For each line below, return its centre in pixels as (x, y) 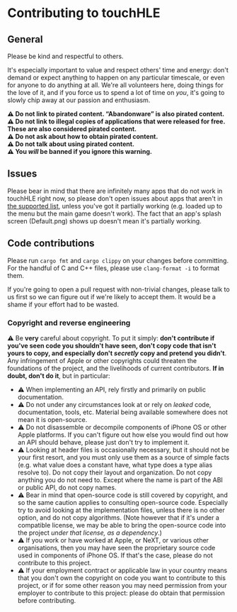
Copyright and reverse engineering (69, 323)
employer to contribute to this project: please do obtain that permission (121, 593)
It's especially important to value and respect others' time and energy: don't (118, 70)
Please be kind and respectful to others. (65, 56)
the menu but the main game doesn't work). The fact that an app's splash (114, 213)
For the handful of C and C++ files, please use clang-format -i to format (114, 268)
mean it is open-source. (52, 419)
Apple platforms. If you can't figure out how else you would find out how (123, 435)
